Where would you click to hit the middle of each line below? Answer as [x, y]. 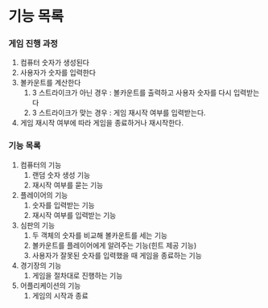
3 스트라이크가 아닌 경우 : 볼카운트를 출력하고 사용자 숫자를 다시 [132, 92]
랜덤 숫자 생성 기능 [61, 175]
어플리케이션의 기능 [50, 285]
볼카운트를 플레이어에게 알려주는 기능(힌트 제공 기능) [114, 245]
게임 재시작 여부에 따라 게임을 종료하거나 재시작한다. [101, 123]
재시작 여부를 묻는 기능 [68, 185]
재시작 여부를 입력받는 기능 [74, 215]
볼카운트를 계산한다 [50, 83]
